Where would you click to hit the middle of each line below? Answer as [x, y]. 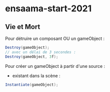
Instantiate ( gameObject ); [32, 85]
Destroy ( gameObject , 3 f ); [32, 57]
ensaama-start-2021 [48, 9]
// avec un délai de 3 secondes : [41, 52]
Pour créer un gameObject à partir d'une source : [55, 66]
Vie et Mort [23, 27]
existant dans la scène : [36, 76]
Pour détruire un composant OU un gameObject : [55, 38]
